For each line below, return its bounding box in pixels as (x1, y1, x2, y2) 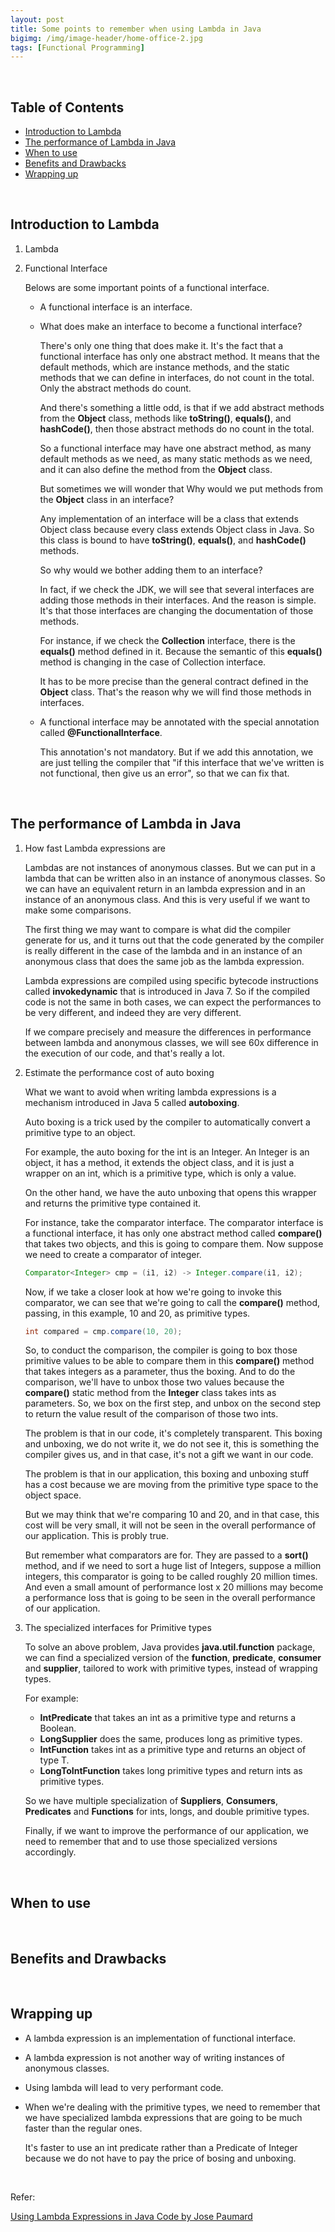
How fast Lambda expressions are (24, 842, 166, 854)
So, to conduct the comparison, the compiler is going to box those (24, 1344, 298, 1356)
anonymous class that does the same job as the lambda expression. (24, 955, 305, 967)
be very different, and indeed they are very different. (24, 1006, 242, 1018)
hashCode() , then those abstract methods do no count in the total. (39, 422, 315, 435)
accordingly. (24, 1846, 77, 1858)
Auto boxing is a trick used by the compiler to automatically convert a (24, 1116, 311, 1128)
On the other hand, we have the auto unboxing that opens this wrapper (24, 1186, 317, 1198)
